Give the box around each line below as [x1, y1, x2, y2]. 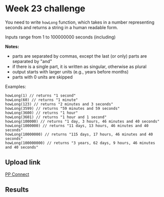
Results [5, 186, 29, 194]
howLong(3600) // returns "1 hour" [5, 110, 78, 115]
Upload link [5, 158, 41, 166]
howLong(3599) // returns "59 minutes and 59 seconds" [5, 106, 120, 111]
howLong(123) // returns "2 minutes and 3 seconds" [5, 101, 113, 106]
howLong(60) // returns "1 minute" [5, 97, 78, 102]
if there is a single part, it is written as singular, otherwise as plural [12, 64, 147, 69]
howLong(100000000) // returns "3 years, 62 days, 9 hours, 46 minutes [5, 140, 155, 145]
